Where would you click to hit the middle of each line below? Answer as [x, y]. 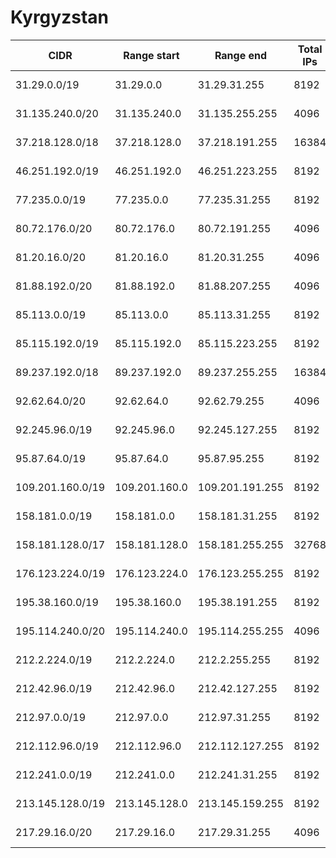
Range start [151, 55]
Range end [241, 55]
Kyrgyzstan [59, 17]
